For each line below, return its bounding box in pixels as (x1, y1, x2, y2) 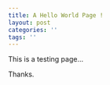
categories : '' (8, 26, 58, 34)
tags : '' (8, 33, 37, 41)
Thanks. (8, 69, 35, 79)
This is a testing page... (8, 55, 84, 64)
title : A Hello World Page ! (8, 11, 104, 19)
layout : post (8, 19, 51, 27)
